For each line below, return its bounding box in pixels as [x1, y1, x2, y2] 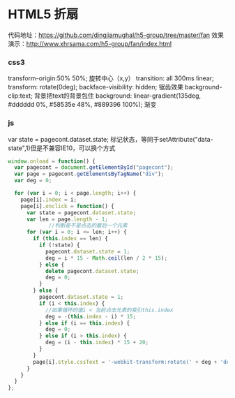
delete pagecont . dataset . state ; [45, 267, 139, 274]
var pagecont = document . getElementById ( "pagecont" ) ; [14, 164, 174, 171]
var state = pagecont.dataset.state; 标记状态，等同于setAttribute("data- [8, 135, 213, 143]
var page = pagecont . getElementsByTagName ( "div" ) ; [14, 170, 165, 178]
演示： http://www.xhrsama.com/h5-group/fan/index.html [8, 39, 172, 47]
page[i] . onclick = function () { [20, 202, 114, 209]
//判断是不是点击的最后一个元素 [48, 222, 128, 229]
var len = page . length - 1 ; [26, 216, 109, 223]
